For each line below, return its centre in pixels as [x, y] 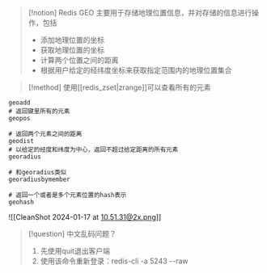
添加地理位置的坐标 [72, 40]
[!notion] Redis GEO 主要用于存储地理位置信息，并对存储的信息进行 [140, 13]
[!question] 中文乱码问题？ [72, 234]
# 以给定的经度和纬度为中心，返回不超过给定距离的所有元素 [93, 149]
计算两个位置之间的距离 [79, 60]
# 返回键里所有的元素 [39, 111]
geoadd [19, 103]
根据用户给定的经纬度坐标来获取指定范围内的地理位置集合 [136, 70]
